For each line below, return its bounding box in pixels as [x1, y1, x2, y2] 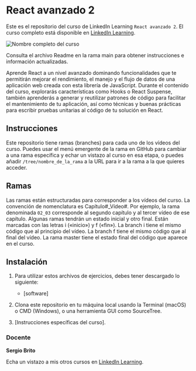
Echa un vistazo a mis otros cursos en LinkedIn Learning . [6, 358, 144, 365]
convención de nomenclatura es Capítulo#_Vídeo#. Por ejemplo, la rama [6, 202, 180, 209]
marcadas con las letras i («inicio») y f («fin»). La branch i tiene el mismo [6, 221, 181, 228]
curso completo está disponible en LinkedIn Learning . [6, 29, 136, 36]
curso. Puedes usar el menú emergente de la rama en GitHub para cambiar [6, 145, 187, 152]
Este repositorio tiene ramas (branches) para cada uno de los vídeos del [6, 139, 180, 146]
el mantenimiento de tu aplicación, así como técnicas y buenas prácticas [6, 100, 181, 107]
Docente [6, 334, 31, 342]
